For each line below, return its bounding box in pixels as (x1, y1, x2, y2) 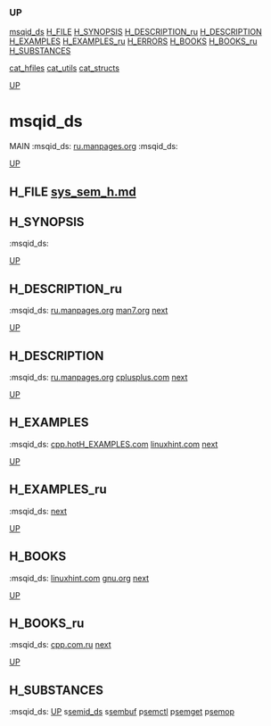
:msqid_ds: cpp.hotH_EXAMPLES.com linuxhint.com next (9, 438, 218, 449)
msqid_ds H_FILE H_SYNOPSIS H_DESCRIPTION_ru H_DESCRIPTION (9, 27, 263, 38)
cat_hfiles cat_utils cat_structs (9, 63, 120, 73)
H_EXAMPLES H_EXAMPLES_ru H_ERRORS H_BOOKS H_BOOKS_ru (9, 36, 258, 46)
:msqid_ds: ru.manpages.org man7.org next (9, 305, 168, 316)
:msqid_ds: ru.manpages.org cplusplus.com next (9, 372, 188, 383)
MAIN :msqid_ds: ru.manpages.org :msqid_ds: (9, 141, 178, 152)
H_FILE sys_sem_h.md (9, 184, 136, 199)
